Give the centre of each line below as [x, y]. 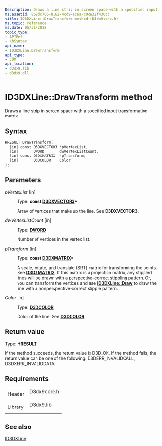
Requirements [27, 378]
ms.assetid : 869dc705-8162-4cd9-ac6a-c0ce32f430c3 [57, 14]
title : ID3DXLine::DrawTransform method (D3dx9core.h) [62, 19]
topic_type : [17, 32]
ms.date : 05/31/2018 [26, 28]
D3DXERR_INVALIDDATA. [30, 363]
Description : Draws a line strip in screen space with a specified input [81, 10]
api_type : [15, 55]
